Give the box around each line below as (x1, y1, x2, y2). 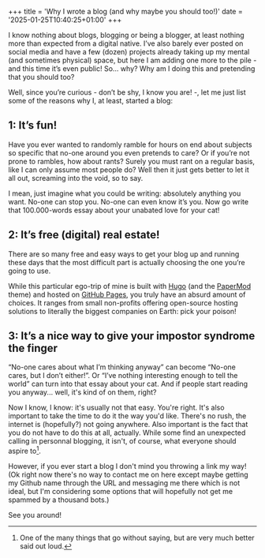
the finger (8, 342, 58, 355)
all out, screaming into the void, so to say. (8, 173, 144, 182)
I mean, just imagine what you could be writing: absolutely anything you (8, 189, 241, 198)
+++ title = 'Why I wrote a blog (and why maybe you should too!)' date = (8, 7, 243, 16)
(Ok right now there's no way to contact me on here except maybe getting (8, 470, 248, 480)
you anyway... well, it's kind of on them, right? (8, 388, 157, 397)
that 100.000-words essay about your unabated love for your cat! (8, 205, 220, 215)
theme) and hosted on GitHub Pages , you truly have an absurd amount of (8, 290, 246, 299)
